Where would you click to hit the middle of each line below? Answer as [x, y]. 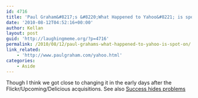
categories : [21, 60]
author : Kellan [25, 28]
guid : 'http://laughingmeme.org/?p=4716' [58, 39]
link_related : [24, 50]
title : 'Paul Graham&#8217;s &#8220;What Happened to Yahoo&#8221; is [95, 17]
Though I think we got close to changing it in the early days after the [89, 83]
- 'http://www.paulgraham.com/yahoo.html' [70, 55]
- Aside [26, 66]
